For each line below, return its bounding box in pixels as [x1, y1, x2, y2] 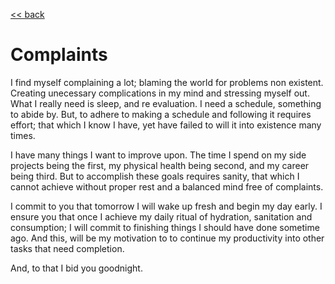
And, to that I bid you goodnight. [10, 262, 143, 274]
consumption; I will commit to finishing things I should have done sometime [10, 221, 320, 233]
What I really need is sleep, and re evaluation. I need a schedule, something [10, 97, 322, 109]
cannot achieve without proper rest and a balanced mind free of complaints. [10, 180, 324, 193]
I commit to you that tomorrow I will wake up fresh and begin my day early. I [10, 200, 323, 212]
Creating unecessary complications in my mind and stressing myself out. [10, 87, 310, 99]
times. [10, 129, 36, 141]
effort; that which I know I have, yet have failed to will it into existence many [10, 119, 322, 131]
